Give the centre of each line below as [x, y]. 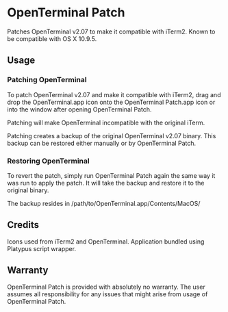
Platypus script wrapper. [42, 248]
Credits [23, 225]
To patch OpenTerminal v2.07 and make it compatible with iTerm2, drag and [114, 94]
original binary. [28, 190]
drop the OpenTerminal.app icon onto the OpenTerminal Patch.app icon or [111, 102]
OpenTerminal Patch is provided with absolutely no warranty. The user [106, 287]
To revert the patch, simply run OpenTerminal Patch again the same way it [111, 175]
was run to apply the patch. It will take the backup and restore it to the [106, 183]
